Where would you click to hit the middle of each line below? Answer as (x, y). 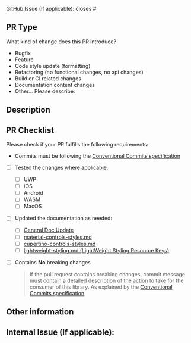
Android (33, 193)
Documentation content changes (55, 85)
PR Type (22, 27)
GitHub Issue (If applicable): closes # (51, 9)
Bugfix (23, 53)
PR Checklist (30, 130)
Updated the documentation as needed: (63, 218)
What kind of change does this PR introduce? (61, 42)
